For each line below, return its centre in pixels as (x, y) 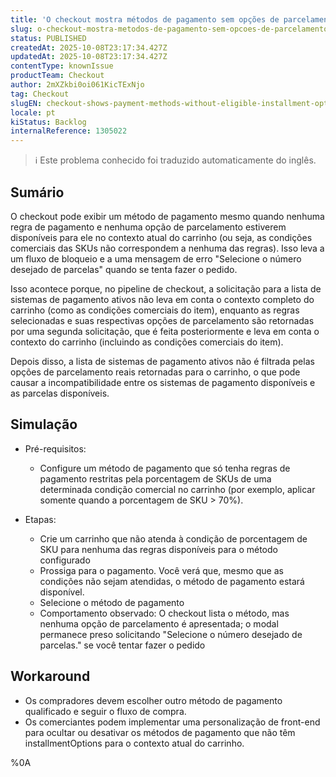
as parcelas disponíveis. (60, 393)
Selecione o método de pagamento (112, 602)
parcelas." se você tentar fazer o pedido (122, 645)
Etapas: (40, 519)
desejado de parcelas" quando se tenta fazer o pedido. (124, 269)
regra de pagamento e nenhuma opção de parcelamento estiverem (148, 227)
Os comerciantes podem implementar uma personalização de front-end (172, 722)
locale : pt (33, 112)
